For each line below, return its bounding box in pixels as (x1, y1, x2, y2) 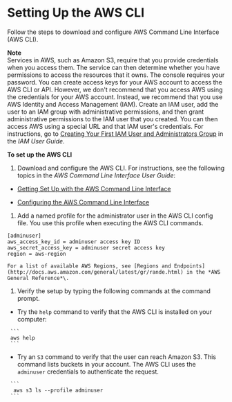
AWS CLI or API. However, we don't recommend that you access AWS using (7, 85, 223, 94)
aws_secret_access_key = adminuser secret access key (7, 244, 166, 251)
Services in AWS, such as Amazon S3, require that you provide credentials (7, 55, 219, 64)
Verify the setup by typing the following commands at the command (17, 286, 211, 295)
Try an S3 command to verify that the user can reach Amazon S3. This (17, 352, 216, 361)
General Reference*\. (7, 274, 70, 281)
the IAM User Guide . (7, 137, 65, 145)
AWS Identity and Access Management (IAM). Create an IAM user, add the (7, 100, 219, 108)
